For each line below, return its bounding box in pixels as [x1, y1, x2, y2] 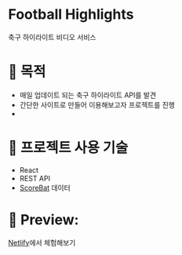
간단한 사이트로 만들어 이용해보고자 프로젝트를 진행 [19, 100, 175, 109]
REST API [19, 173, 51, 183]
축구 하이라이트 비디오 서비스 [8, 32, 96, 42]
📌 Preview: [8, 211, 79, 228]
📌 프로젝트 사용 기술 [8, 139, 129, 157]
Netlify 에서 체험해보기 [8, 238, 76, 247]
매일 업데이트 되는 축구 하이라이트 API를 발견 [19, 90, 157, 100]
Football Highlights [8, 5, 134, 24]
